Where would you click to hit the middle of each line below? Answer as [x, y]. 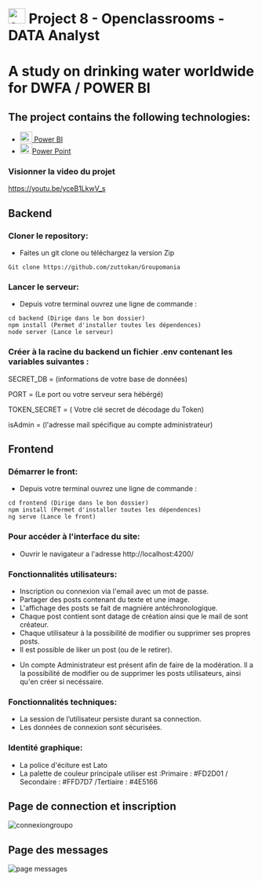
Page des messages [58, 850]
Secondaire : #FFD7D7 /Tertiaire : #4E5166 [89, 781]
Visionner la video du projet [62, 171]
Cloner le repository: [48, 236]
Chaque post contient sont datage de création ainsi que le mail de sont [134, 616]
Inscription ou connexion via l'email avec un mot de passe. [114, 591]
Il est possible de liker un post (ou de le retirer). [96, 650]
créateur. [34, 625]
